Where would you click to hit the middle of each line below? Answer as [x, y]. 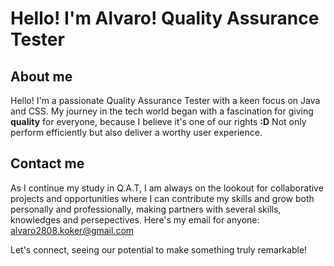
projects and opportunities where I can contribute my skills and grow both [162, 198]
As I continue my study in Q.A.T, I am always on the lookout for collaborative [167, 188]
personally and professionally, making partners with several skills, [146, 209]
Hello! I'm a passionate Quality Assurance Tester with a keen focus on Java [165, 100]
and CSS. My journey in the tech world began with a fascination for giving [162, 111]
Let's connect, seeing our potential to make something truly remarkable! [159, 249]
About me [41, 76]
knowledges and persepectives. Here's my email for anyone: [135, 219]
